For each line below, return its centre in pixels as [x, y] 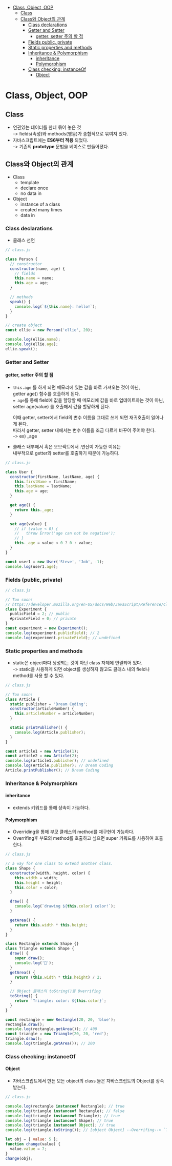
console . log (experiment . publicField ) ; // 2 [52, 633]
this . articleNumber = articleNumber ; [55, 714]
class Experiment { [26, 609]
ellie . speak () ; [21, 349]
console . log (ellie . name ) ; [33, 340]
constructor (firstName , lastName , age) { [55, 477]
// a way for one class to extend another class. [59, 864]
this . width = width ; [36, 878]
